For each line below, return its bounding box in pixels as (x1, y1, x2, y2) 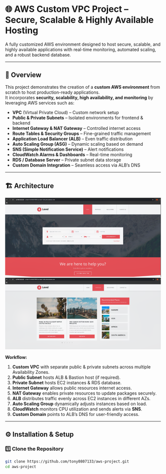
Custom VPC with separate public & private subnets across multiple (12, 363, 151, 370)
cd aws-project (5, 465, 37, 470)
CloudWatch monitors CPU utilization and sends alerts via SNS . (12, 406, 142, 412)
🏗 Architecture (5, 182, 54, 190)
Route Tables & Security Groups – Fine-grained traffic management (12, 130, 151, 136)
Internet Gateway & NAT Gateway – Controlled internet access (12, 125, 141, 131)
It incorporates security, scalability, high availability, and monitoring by (5, 94, 154, 100)
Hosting (5, 25, 39, 36)
